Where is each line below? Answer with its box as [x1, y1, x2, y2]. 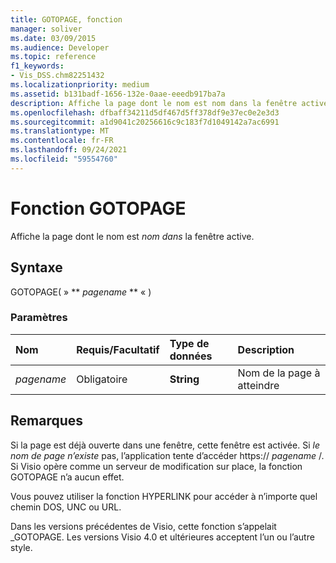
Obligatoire [76, 372, 128, 386]
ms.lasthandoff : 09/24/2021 [10, 145, 128, 155]
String [169, 372, 200, 386]
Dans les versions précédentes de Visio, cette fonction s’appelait [10, 520, 277, 532]
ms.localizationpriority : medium [10, 80, 150, 90]
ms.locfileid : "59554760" [10, 154, 118, 164]
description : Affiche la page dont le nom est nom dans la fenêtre [10, 98, 298, 108]
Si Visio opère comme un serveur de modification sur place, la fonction [10, 460, 303, 472]
